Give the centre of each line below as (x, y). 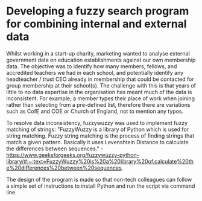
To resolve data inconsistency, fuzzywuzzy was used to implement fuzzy (97, 123)
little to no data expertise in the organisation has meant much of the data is (99, 92)
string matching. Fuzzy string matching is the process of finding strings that (100, 136)
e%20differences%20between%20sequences (64, 168)
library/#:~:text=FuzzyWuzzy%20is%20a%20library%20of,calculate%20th (100, 161)
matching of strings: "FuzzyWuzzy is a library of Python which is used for (97, 129)
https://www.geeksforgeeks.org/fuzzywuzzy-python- (73, 155)
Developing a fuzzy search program (98, 11)
